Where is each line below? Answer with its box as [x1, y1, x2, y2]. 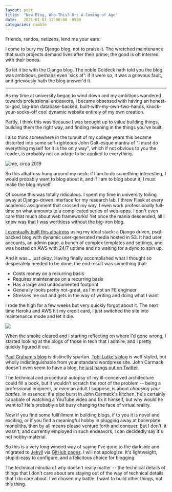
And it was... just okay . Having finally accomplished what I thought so [5, 255, 152, 261]
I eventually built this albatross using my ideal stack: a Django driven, [5, 229, 151, 235]
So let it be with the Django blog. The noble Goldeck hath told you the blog [5, 67, 163, 73]
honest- [149, 98, 167, 104]
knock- [146, 103, 161, 110]
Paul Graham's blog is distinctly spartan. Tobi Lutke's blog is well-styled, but [5, 354, 166, 360]
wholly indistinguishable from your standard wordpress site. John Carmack [5, 359, 164, 366]
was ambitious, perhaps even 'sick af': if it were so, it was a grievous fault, [5, 72, 162, 79]
